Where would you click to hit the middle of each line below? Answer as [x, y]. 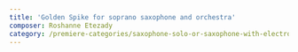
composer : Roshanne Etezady [61, 26]
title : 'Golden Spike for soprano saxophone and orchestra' [123, 17]
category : [27, 33]
